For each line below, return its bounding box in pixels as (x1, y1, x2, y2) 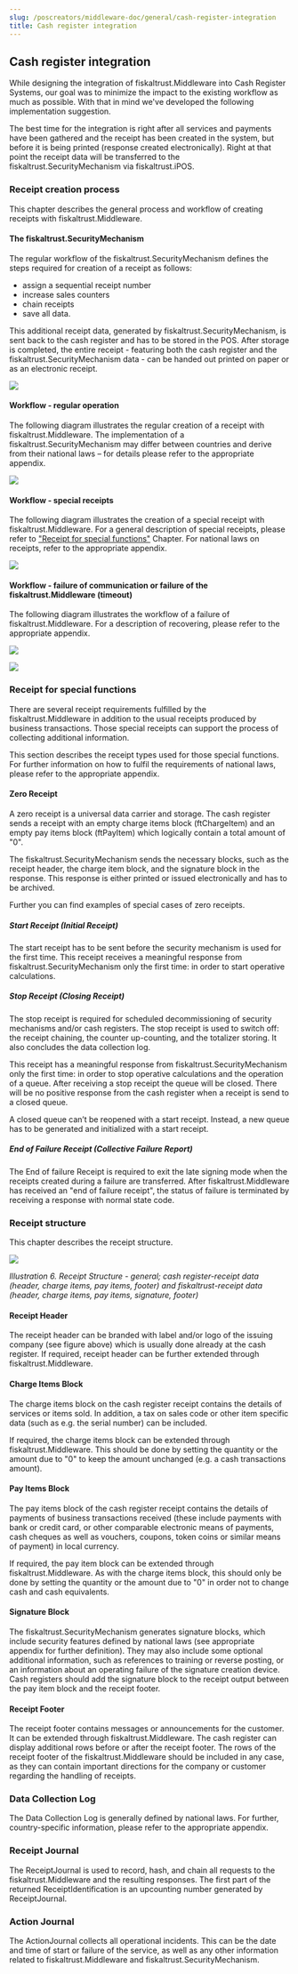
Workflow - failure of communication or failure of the (9, 580, 209, 590)
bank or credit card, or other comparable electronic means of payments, (9, 1521, 274, 1532)
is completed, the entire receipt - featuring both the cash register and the (9, 344, 278, 355)
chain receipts (21, 299, 75, 309)
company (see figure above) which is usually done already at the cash (9, 1339, 267, 1350)
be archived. (9, 882, 55, 893)
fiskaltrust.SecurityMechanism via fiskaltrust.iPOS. (9, 161, 195, 172)
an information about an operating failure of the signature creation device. (9, 1664, 280, 1674)
